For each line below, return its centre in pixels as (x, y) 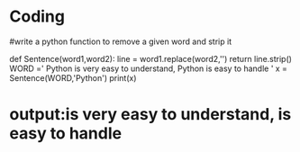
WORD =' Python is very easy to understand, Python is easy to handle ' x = (149, 68)
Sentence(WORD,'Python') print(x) (73, 77)
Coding (37, 17)
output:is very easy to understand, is (150, 115)
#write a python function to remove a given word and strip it (121, 41)
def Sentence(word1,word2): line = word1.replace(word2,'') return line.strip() (151, 58)
